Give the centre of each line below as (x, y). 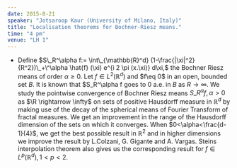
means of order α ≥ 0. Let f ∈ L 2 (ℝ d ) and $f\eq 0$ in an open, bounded (122, 76)
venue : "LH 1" (28, 40)
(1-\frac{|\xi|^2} (173, 60)
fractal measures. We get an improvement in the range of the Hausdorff (122, 117)
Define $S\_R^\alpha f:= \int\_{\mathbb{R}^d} (83, 60)
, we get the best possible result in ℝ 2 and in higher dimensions (129, 133)
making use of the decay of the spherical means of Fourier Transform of (123, 109)
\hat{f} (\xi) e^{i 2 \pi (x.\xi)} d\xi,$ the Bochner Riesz (147, 68)
